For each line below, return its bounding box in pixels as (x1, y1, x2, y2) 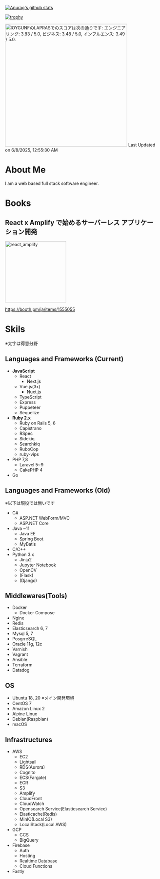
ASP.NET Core (19, 520, 49, 526)
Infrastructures (5, 735, 53, 744)
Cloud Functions (19, 863, 53, 869)
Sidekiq (19, 435, 35, 441)
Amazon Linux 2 (12, 706, 45, 712)
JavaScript (12, 368, 35, 374)
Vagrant (12, 652, 28, 657)
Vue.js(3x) (19, 383, 40, 389)
